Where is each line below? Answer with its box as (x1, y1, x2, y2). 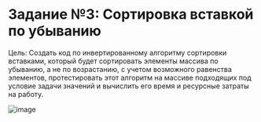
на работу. (8, 89, 44, 99)
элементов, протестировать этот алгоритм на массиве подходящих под (8, 73, 252, 82)
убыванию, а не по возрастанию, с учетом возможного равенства (8, 64, 232, 74)
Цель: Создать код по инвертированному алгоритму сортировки (8, 48, 227, 57)
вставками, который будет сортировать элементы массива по (8, 56, 219, 66)
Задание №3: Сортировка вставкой (8, 5, 254, 23)
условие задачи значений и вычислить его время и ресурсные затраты (8, 81, 249, 91)
